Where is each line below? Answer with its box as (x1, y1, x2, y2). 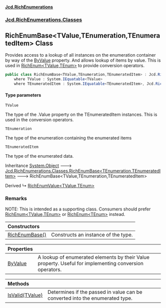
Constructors (7, 223, 40, 230)
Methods (7, 280, 30, 287)
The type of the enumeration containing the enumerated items (5, 135, 132, 141)
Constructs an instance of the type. (51, 232, 133, 239)
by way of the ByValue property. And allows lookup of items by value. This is (5, 57, 161, 64)
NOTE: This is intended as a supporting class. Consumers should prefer (5, 206, 151, 212)
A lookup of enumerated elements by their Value (38, 254, 150, 261)
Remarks (5, 195, 27, 202)
